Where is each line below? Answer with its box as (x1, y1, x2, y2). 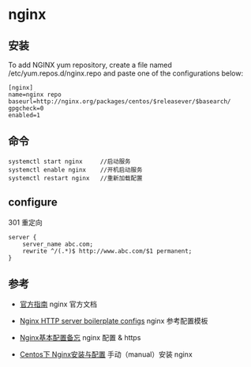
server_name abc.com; (22, 240, 93, 248)
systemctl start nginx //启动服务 (8, 158, 132, 165)
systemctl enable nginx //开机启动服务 (8, 165, 143, 174)
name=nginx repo (8, 91, 62, 98)
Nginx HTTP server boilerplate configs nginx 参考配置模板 (19, 317, 208, 326)
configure (8, 195, 58, 209)
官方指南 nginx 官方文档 (19, 299, 97, 309)
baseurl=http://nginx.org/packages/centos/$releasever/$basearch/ (8, 98, 231, 106)
